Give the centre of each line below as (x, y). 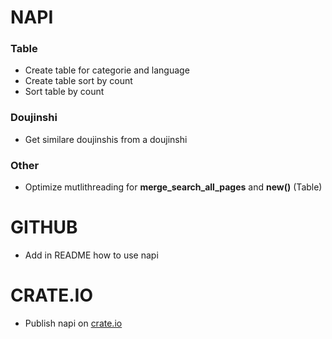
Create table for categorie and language (107, 70)
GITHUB (44, 227)
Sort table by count (64, 92)
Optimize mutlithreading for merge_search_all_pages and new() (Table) (173, 187)
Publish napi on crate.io (73, 323)
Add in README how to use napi (91, 255)
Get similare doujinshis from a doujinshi (106, 139)
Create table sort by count (78, 81)
